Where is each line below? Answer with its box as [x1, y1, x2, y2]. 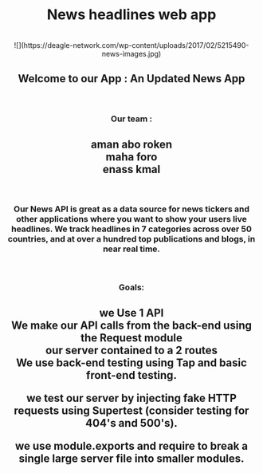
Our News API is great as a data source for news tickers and [13, 203, 250, 215]
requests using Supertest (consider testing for [14, 404, 249, 418]
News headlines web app [46, 6, 217, 24]
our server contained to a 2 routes [45, 344, 218, 357]
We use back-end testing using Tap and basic [16, 357, 247, 370]
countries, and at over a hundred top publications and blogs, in [7, 234, 256, 245]
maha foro [105, 150, 158, 164]
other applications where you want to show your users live [16, 214, 247, 225]
